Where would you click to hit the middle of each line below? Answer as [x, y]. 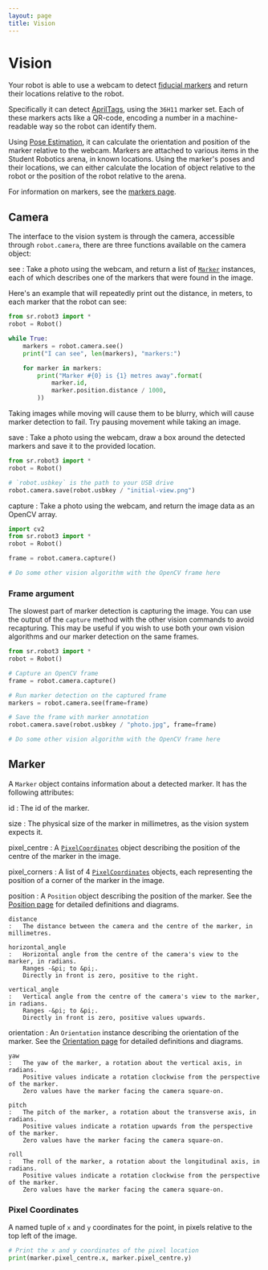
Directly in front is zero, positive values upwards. [114, 1017]
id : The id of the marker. [49, 808]
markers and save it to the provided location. [82, 446]
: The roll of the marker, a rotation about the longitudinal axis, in [134, 1161]
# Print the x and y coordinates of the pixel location [104, 1251]
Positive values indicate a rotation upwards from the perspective [138, 1126]
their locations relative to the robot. [66, 94]
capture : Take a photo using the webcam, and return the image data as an [132, 506]
